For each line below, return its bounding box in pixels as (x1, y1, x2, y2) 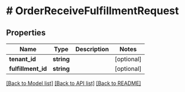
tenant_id (9, 55, 37, 63)
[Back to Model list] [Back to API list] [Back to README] (6, 80, 141, 87)
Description (75, 45, 109, 53)
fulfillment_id (9, 65, 47, 73)
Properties (6, 28, 46, 38)
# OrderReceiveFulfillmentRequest (6, 4, 179, 18)
